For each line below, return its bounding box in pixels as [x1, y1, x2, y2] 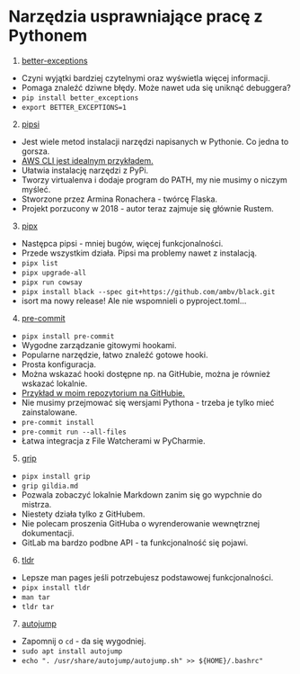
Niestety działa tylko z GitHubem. [21, 508, 146, 519]
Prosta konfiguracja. [21, 358, 96, 370]
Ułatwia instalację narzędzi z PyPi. [21, 165, 149, 175]
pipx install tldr [21, 583, 91, 592]
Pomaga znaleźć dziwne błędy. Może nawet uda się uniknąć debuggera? [21, 82, 291, 93]
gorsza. [21, 146, 50, 157]
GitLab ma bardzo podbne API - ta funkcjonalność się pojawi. [21, 537, 249, 548]
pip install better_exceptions [21, 93, 139, 103]
